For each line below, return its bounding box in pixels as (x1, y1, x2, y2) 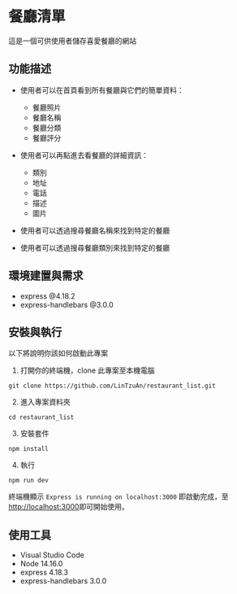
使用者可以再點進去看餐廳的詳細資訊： (19, 150, 149, 159)
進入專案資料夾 (19, 397, 71, 407)
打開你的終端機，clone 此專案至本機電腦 (19, 365, 155, 375)
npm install (8, 445, 49, 453)
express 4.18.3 (19, 567, 69, 578)
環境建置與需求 (8, 269, 84, 283)
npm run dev (8, 477, 49, 485)
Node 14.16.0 (19, 559, 63, 569)
